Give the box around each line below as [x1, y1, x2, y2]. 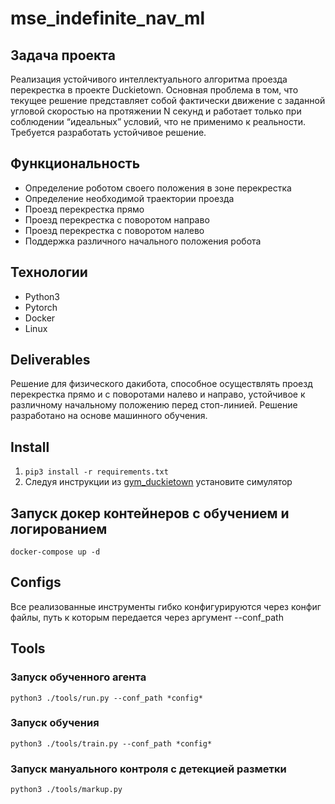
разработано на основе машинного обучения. [10, 410, 208, 422]
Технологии [10, 264, 88, 281]
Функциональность [10, 155, 141, 172]
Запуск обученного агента [10, 670, 147, 684]
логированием [10, 520, 108, 537]
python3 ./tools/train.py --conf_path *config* [10, 738, 213, 749]
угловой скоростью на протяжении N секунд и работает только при [10, 105, 302, 117]
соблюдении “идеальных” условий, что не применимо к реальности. [10, 116, 306, 127]
